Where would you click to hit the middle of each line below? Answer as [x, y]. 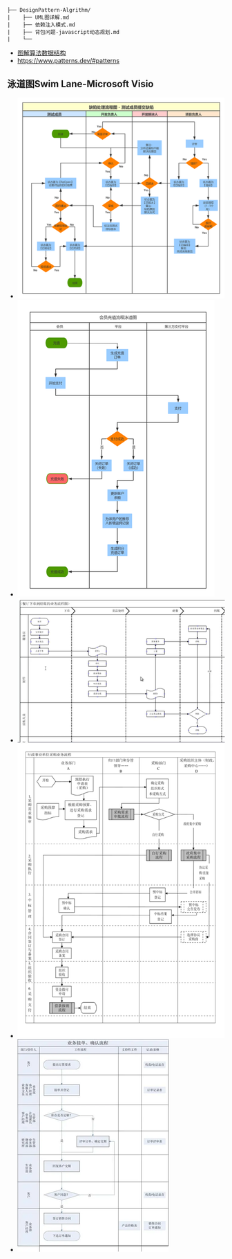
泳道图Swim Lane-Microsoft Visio [80, 84]
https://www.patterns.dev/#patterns [68, 61]
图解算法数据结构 [41, 53]
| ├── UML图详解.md [38, 17]
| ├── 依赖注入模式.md [41, 25]
